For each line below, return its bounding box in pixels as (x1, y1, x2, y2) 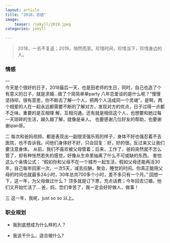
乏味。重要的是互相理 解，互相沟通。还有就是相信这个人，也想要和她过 (9, 110, 157, 116)
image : (5, 17, 19, 22)
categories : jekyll (5, 26, 47, 32)
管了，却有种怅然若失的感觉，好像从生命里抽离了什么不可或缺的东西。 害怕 (5, 153, 162, 159)
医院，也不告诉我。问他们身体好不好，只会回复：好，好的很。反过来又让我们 (5, 140, 165, 146)
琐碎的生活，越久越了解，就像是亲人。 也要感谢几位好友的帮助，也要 (14, 116, 157, 123)
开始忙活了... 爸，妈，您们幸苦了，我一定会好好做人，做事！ (14, 184, 139, 191)
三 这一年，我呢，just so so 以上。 (5, 195, 77, 201)
